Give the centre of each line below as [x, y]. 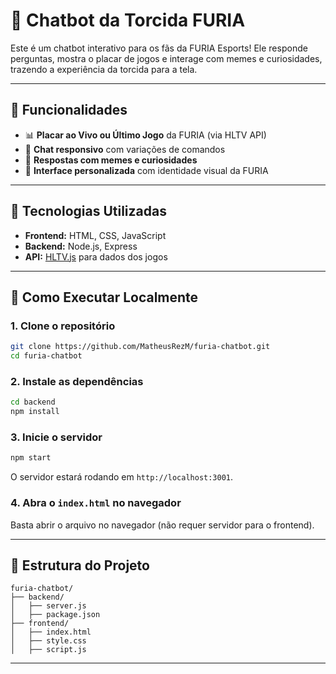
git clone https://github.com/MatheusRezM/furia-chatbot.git [140, 347]
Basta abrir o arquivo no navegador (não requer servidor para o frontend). [162, 525]
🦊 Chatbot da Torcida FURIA [128, 20]
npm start [31, 458]
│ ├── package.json [55, 615]
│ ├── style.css [48, 641]
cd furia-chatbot [46, 356]
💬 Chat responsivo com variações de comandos [125, 149]
